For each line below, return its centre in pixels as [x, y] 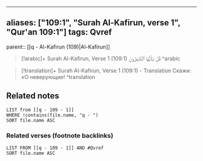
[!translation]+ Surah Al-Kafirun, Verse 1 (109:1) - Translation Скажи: [106, 71]
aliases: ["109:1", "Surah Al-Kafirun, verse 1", [93, 23]
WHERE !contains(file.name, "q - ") [52, 115]
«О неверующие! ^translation [58, 77]
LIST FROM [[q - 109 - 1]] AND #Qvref [55, 148]
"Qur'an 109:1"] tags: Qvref [59, 32]
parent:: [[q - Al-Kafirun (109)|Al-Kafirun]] [58, 46]
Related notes [33, 96]
